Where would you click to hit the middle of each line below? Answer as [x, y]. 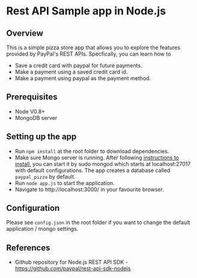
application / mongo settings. [42, 229]
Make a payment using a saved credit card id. [71, 72]
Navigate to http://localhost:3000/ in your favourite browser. [89, 189]
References [28, 248]
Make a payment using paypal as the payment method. [83, 78]
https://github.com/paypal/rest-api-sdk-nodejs [73, 268]
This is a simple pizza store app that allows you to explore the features [93, 47]
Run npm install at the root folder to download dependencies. [92, 151]
